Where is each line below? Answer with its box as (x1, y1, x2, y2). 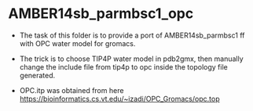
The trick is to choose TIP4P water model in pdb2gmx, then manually (19, 54, 244, 63)
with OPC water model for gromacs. (19, 38, 136, 48)
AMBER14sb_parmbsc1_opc (8, 5, 194, 23)
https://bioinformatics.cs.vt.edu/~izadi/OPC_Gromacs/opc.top (19, 94, 220, 103)
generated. (19, 70, 56, 80)
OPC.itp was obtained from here (19, 85, 124, 95)
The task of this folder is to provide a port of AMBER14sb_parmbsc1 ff (19, 30, 245, 40)
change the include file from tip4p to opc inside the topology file (19, 62, 228, 71)
